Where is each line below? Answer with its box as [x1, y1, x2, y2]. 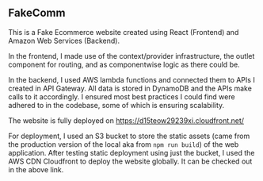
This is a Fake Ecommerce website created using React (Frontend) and [8, 27, 239, 37]
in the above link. [8, 164, 64, 174]
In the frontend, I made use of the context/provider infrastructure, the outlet [8, 51, 255, 60]
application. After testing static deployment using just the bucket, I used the [8, 148, 255, 157]
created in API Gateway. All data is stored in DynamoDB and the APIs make [8, 83, 252, 93]
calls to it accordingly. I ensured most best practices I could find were [8, 91, 235, 102]
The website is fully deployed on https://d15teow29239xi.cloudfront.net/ [8, 115, 244, 125]
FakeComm [8, 6, 66, 20]
